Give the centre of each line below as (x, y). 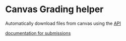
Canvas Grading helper (54, 9)
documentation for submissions (38, 33)
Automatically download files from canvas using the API (63, 23)
